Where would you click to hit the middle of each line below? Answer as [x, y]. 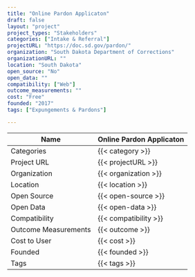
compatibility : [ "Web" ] [41, 84]
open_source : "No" [34, 71]
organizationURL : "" [37, 59]
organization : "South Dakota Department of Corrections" [91, 52]
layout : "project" [34, 26]
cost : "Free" [26, 97]
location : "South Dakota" [44, 65]
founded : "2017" [30, 104]
